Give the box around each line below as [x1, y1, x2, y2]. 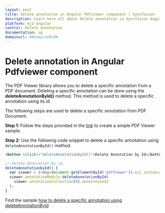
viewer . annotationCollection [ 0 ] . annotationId [14, 179, 109, 184]
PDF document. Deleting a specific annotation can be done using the [5, 88, 145, 93]
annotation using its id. [5, 98, 51, 104]
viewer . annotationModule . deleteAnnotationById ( [9, 175, 109, 180]
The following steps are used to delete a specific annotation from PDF [5, 108, 146, 114]
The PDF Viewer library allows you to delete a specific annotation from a [5, 82, 151, 89]
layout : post [5, 7, 32, 12]
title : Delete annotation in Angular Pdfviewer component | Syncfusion [5, 12, 155, 17]
